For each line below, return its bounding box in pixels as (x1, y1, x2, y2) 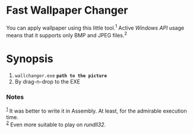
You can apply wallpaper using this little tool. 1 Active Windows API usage (6, 23, 185, 31)
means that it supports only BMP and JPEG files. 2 (6, 30, 128, 39)
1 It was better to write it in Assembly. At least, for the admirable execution (6, 106, 187, 114)
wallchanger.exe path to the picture (14, 73, 107, 79)
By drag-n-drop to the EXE (14, 78, 80, 85)
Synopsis (6, 52, 53, 66)
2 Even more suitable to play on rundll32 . (6, 120, 106, 128)
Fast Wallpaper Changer (6, 4, 128, 17)
